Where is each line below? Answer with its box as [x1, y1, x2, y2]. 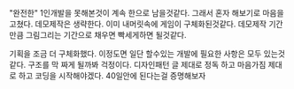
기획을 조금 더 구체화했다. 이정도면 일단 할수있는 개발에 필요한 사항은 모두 [9, 48, 262, 59]
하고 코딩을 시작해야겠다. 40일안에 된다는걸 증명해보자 [18, 70, 206, 81]
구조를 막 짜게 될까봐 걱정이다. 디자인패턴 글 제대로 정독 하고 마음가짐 [27, 60, 267, 70]
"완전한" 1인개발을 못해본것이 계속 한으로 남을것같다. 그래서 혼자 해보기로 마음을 [9, 8, 285, 18]
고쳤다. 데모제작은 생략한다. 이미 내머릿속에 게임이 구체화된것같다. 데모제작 [9, 19, 267, 29]
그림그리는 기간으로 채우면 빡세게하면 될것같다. [25, 30, 187, 40]
